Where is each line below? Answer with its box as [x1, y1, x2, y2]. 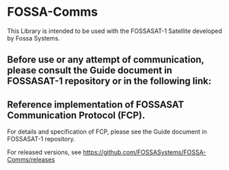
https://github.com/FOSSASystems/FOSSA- [83, 148, 206, 156]
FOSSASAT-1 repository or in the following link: [7, 75, 212, 87]
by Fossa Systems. [7, 34, 60, 42]
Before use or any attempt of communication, [7, 54, 204, 66]
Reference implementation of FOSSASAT [7, 99, 185, 110]
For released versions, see [7, 148, 82, 156]
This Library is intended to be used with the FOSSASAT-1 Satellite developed [7, 27, 222, 35]
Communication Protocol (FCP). [7, 109, 146, 121]
